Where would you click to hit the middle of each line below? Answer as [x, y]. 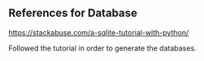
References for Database [73, 13]
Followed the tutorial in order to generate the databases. [102, 48]
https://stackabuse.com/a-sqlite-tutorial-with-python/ [99, 32]
